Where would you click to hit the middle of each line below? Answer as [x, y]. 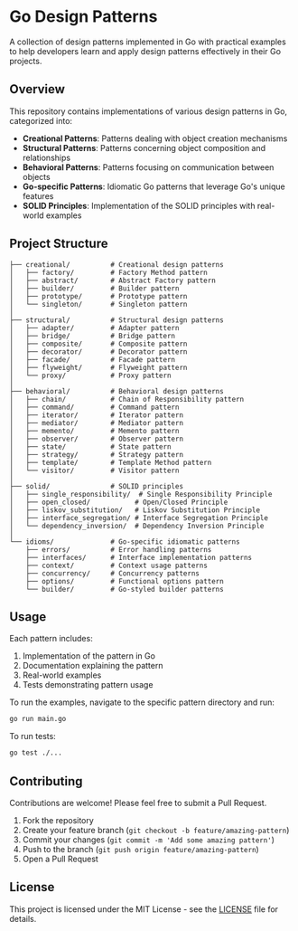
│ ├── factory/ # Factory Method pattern [108, 272]
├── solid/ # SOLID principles [96, 486]
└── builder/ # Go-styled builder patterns [125, 589]
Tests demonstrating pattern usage [88, 685]
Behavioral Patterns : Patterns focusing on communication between [148, 167]
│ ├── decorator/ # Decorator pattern [98, 351]
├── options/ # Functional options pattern [125, 581]
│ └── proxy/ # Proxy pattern [90, 375]
